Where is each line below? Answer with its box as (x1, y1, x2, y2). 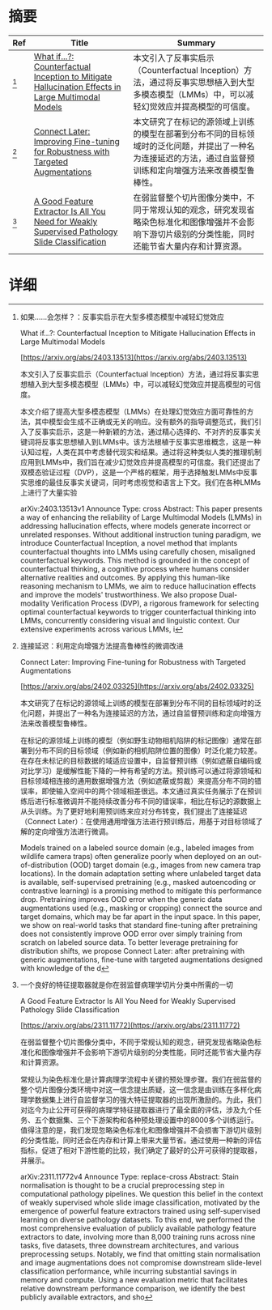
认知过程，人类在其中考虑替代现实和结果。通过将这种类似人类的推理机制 (19, 447, 261, 457)
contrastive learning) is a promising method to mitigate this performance (19, 886, 262, 895)
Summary (176, 37, 216, 49)
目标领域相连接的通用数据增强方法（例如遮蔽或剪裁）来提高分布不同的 (19, 776, 255, 785)
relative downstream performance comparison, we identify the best (19, 1283, 245, 1293)
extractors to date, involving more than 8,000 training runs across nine (19, 1231, 256, 1241)
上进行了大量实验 (19, 487, 78, 497)
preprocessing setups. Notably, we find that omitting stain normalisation (19, 1248, 261, 1259)
